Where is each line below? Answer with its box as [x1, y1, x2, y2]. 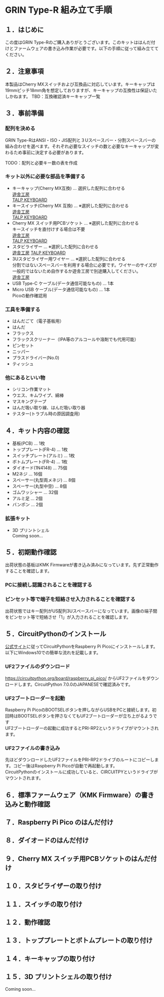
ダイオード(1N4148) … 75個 [12, 465, 68, 471]
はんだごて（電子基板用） [12, 318, 64, 324]
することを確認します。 [5, 568, 52, 574]
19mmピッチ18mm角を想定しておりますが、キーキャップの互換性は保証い [5, 87, 153, 93]
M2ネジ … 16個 [12, 471, 43, 477]
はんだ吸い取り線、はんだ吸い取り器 [12, 405, 86, 411]
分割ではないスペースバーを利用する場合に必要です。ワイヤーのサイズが [12, 262, 157, 268]
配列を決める [5, 125, 36, 132]
